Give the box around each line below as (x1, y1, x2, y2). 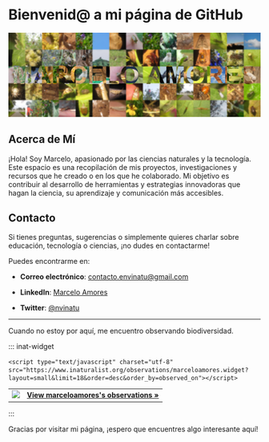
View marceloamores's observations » (26, 391, 159, 400)
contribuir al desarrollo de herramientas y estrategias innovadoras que (8, 179, 241, 189)
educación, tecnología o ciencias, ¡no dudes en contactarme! (8, 241, 211, 250)
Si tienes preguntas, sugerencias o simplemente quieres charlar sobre (8, 233, 239, 242)
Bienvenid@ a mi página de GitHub (8, 6, 243, 24)
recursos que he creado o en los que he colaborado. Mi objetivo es (8, 171, 230, 180)
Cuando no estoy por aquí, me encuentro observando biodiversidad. (8, 326, 234, 336)
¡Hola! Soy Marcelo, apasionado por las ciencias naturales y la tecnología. (8, 154, 252, 164)
